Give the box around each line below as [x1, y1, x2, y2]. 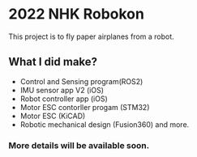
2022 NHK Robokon [8, 5, 144, 23]
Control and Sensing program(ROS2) [19, 76, 143, 86]
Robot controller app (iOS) [19, 94, 108, 104]
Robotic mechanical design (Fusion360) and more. [19, 119, 190, 129]
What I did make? [8, 55, 98, 69]
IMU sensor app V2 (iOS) [19, 85, 104, 95]
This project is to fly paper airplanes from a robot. [8, 32, 174, 41]
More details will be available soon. [8, 139, 150, 151]
